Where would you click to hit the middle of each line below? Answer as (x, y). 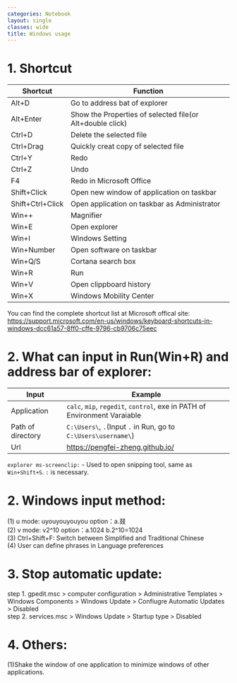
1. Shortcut (40, 69)
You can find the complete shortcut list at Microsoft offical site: (99, 314)
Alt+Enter (26, 119)
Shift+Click (29, 193)
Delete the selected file (109, 135)
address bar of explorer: (80, 372)
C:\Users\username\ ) (101, 436)
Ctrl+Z (22, 169)
